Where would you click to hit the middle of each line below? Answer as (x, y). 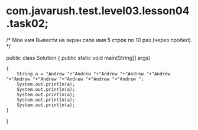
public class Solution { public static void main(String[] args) (78, 58)
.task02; (27, 23)
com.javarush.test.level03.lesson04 (98, 11)
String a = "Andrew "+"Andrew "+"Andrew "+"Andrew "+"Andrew (93, 74)
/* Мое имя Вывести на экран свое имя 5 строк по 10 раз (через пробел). (99, 40)
